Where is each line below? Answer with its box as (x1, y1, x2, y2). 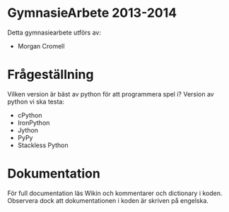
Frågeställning (7, 67, 94, 82)
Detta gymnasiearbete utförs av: (7, 28, 101, 37)
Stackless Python (17, 141, 69, 149)
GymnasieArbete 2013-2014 (7, 5, 177, 21)
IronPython (17, 118, 50, 127)
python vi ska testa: (7, 97, 65, 106)
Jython (17, 125, 39, 135)
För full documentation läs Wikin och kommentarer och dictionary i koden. (7, 189, 223, 197)
